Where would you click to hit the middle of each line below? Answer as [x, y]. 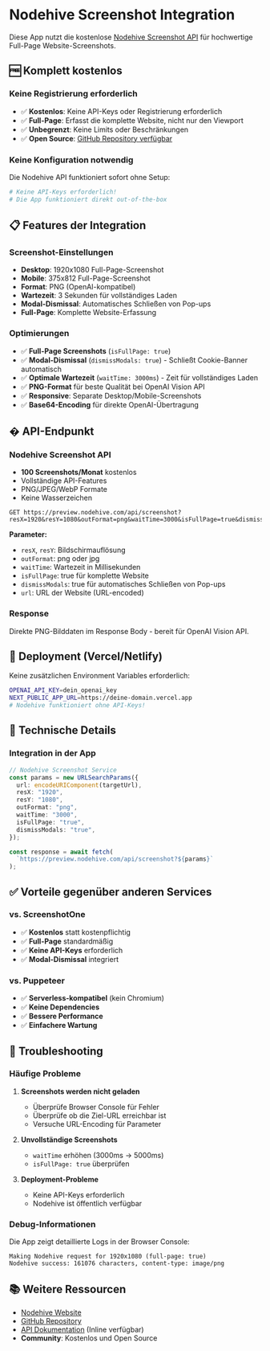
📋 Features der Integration [78, 225]
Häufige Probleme [45, 1074]
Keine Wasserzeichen [56, 498]
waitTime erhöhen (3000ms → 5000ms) [98, 1155]
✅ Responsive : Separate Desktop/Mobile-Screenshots [111, 395]
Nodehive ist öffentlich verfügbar [87, 1203]
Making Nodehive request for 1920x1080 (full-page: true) [108, 1257]
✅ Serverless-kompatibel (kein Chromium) [93, 998]
